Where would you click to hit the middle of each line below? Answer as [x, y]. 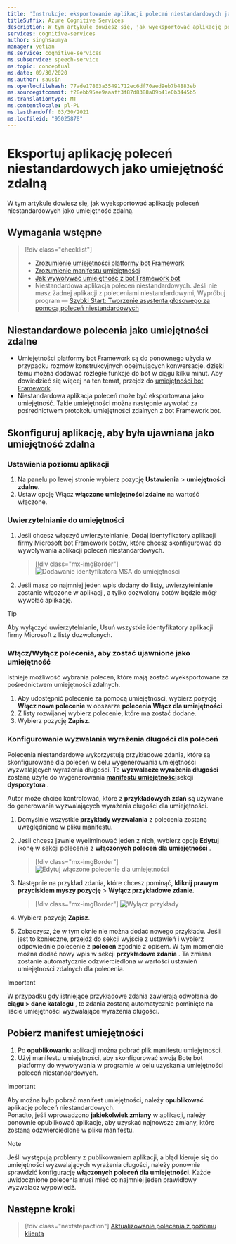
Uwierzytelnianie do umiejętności [66, 520]
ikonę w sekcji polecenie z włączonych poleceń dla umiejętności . [114, 848]
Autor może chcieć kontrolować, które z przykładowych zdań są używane [115, 798]
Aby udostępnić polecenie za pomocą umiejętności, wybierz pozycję [117, 698]
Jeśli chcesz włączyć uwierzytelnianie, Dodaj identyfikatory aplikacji [117, 536]
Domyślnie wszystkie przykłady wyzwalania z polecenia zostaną [112, 819]
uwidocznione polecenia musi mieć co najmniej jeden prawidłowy [102, 1180]
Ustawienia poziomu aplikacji [58, 464]
